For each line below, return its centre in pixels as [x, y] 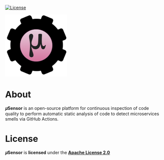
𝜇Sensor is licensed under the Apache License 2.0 [58, 152]
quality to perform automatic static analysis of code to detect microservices [82, 114]
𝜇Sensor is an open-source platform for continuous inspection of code [77, 108]
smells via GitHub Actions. [32, 119]
